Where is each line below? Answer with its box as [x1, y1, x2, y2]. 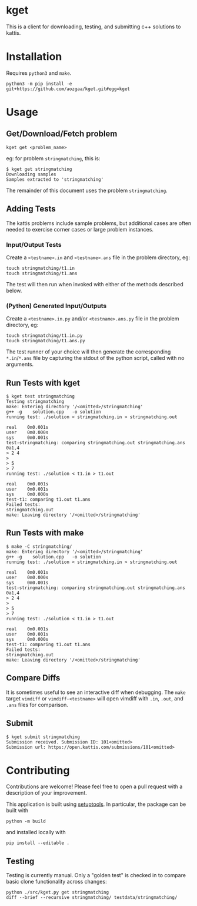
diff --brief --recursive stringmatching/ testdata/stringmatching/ [6, 895, 178, 901]
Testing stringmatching [6, 399, 65, 405]
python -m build [6, 818, 46, 825]
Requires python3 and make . [6, 69, 72, 77]
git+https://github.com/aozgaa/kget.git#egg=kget [6, 86, 131, 92]
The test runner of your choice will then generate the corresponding [6, 348, 171, 355]
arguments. [6, 361, 34, 368]
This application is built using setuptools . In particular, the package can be [6, 801, 186, 808]
